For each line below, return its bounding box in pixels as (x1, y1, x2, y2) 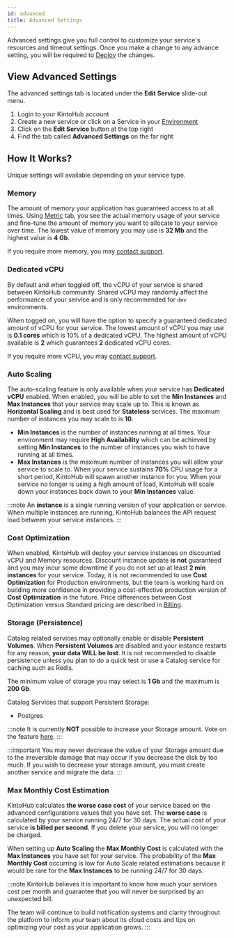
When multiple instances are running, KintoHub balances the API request (7, 508, 217, 517)
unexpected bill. (7, 894, 54, 902)
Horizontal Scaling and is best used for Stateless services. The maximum (7, 407, 221, 416)
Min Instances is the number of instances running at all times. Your (17, 428, 211, 437)
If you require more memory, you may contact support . (7, 247, 165, 256)
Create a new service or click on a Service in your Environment (17, 118, 198, 126)
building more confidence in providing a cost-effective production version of (7, 586, 227, 594)
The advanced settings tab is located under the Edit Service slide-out (7, 89, 208, 97)
